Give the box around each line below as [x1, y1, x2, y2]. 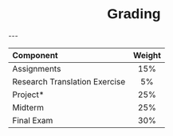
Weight [132, 49, 162, 60]
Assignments [12, 63, 61, 74]
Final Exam [12, 115, 53, 126]
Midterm [12, 102, 45, 113]
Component [12, 49, 58, 60]
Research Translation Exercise [12, 76, 126, 87]
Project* [12, 89, 45, 100]
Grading [107, 6, 161, 22]
